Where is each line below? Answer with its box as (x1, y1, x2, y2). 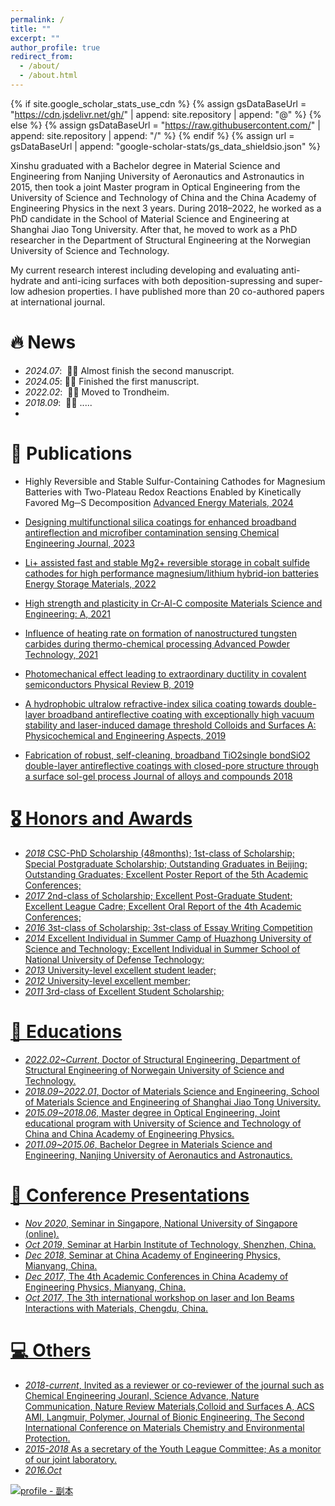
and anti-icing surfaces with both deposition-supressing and (43, 274, 294, 286)
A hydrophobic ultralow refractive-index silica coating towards (24, 697, 282, 710)
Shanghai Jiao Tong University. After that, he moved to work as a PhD (10, 223, 298, 235)
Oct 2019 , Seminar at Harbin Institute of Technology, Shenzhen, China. (24, 1238, 317, 1250)
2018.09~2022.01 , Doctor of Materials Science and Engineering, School (24, 1085, 320, 1097)
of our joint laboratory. (24, 1453, 118, 1465)
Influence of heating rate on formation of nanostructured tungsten (24, 627, 297, 639)
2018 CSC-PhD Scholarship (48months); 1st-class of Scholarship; (24, 847, 295, 859)
